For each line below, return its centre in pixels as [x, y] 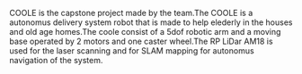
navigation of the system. [56, 60]
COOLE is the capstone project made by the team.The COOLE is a [131, 13]
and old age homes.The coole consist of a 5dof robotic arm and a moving [145, 32]
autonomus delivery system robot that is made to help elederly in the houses [151, 22]
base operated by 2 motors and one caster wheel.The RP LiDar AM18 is [141, 41]
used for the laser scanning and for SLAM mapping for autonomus [132, 51]
